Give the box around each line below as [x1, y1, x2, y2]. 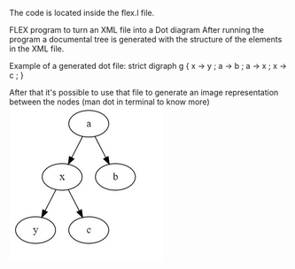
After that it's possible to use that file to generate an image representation [9, 88, 279, 97]
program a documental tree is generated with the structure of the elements [9, 35, 283, 44]
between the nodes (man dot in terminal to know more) [9, 96, 210, 107]
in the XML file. [9, 43, 65, 54]
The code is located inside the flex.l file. [9, 8, 155, 18]
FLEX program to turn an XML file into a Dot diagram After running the [9, 25, 264, 35]
